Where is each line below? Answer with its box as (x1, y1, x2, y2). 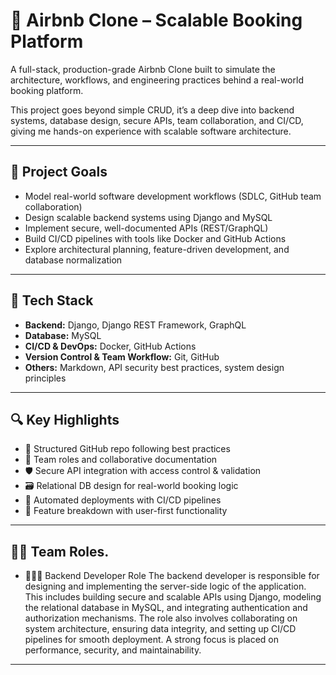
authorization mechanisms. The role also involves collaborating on (24, 612, 298, 624)
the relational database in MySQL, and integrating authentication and (24, 602, 308, 614)
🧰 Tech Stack (10, 292, 94, 309)
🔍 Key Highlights (10, 411, 120, 428)
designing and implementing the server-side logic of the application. (24, 580, 307, 593)
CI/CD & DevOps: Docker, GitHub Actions (24, 340, 197, 352)
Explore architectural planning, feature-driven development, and (24, 243, 290, 255)
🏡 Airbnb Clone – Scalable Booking (10, 9, 303, 32)
